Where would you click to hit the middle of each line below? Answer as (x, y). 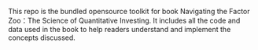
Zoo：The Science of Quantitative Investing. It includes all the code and (124, 20)
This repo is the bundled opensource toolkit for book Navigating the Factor (129, 11)
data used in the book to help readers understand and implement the (120, 29)
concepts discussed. (42, 37)
